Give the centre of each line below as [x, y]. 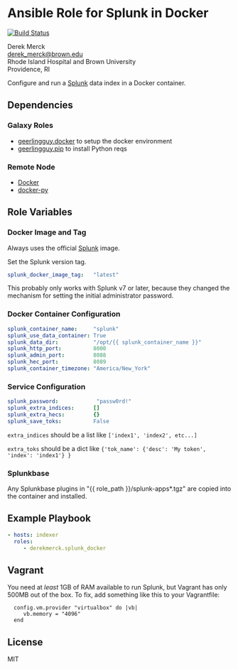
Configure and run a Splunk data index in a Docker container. [97, 82]
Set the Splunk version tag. [47, 261]
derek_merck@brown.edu [45, 54]
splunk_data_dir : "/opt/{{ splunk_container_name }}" [104, 342]
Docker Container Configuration [64, 314]
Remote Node [31, 167]
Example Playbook [49, 519]
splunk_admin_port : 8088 [57, 355]
